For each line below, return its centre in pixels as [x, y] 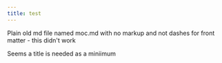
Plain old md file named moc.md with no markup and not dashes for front [111, 33]
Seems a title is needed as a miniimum [61, 53]
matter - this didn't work [41, 40]
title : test [24, 13]
